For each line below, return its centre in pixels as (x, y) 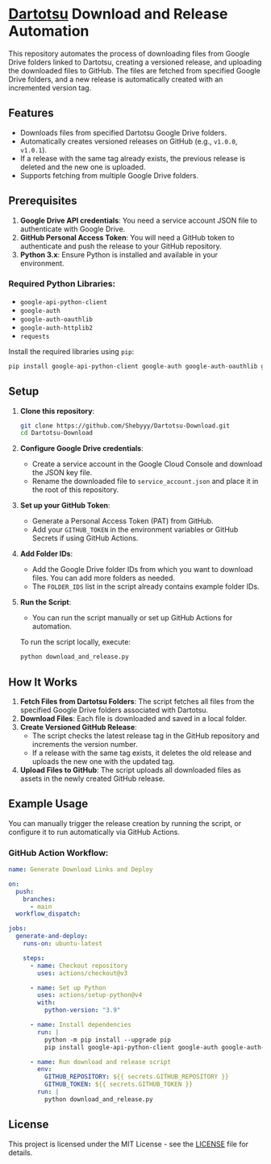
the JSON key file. (62, 473)
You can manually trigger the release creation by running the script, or (125, 823)
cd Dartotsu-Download (56, 433)
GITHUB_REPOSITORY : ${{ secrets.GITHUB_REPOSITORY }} (136, 1077)
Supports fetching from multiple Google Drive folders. (109, 175)
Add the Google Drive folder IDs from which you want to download (142, 569)
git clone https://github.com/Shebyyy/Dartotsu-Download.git (125, 426)
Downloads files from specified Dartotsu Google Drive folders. (123, 132)
